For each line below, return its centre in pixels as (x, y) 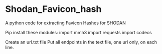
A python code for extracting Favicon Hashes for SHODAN (66, 23)
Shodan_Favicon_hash (53, 9)
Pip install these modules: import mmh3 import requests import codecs (78, 32)
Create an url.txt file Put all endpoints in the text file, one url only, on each (81, 42)
